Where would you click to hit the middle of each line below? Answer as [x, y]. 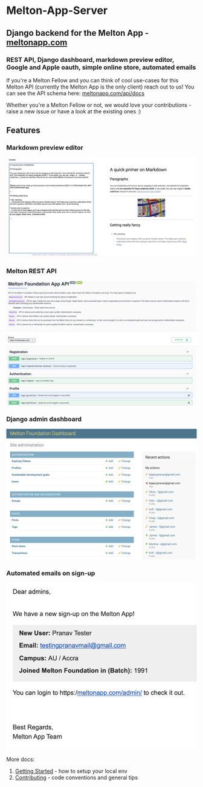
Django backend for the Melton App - [78, 33]
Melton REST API [32, 271]
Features [23, 131]
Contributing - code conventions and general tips [76, 778]
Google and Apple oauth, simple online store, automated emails [101, 67]
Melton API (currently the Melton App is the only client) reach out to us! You [100, 87]
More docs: [21, 759]
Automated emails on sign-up [51, 573]
